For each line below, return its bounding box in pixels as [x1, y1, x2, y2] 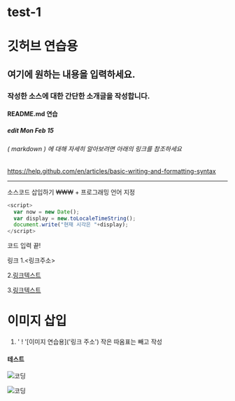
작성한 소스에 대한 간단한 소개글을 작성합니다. [7, 91, 150, 101]
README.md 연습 [7, 110, 58, 118]
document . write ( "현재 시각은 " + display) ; [13, 221, 129, 228]
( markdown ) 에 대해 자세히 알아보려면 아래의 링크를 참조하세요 [7, 145, 183, 153]
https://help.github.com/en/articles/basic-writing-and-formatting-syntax [7, 167, 216, 175]
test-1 [7, 4, 42, 20]
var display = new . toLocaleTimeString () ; [13, 215, 136, 222]
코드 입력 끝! [7, 241, 41, 250]
